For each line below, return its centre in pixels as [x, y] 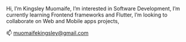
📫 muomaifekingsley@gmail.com [47, 33]
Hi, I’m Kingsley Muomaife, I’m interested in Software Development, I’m [93, 9]
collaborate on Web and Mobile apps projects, [63, 21]
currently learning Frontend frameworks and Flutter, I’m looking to [87, 15]
